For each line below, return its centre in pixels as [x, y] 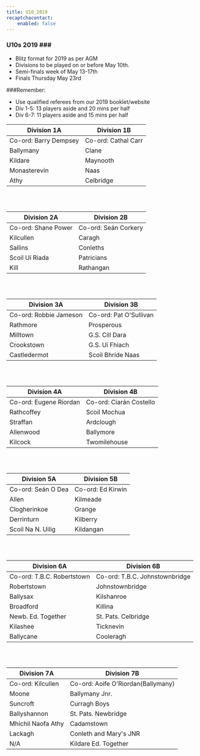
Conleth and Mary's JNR [105, 733]
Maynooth [99, 160]
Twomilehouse [107, 442]
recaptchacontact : [30, 18]
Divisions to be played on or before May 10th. [72, 65]
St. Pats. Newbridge [98, 714]
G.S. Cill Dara [107, 334]
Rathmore [24, 325]
